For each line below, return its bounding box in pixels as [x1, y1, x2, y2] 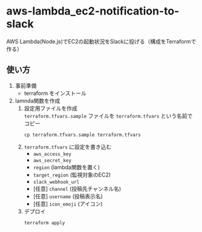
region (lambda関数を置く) [33, 163, 100, 170]
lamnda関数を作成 [15, 97, 60, 104]
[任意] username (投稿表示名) [33, 192, 103, 200]
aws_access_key [33, 151, 71, 157]
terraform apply [24, 219, 65, 226]
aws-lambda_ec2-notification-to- [6, 4, 180, 18]
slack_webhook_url [33, 179, 80, 185]
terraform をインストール [24, 89, 86, 97]
